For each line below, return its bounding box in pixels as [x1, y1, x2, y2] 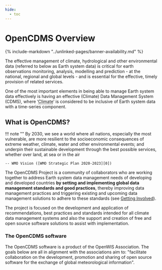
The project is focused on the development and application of [5, 205, 129, 211]
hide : [5, 7, 16, 12]
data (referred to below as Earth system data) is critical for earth [5, 63, 134, 69]
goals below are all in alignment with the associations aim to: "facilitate [5, 249, 147, 255]
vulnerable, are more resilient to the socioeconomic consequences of [5, 136, 144, 142]
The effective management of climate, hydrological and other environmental [5, 58, 157, 64]
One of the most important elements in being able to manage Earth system [5, 88, 154, 94]
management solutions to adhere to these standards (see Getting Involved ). [5, 195, 157, 201]
